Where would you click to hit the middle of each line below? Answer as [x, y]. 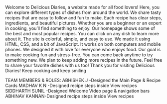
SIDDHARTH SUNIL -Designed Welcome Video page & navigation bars [78, 91]
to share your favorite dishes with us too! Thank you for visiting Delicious [80, 65]
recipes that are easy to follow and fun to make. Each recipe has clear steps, [84, 18]
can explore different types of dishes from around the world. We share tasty [83, 12]
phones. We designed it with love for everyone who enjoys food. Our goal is [83, 50]
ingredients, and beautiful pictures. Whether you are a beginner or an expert [83, 23]
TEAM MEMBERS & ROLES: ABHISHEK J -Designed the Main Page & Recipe [83, 80]
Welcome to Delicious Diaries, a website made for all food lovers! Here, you [83, 7]
